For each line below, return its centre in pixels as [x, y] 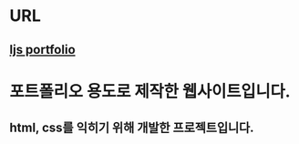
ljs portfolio [42, 50]
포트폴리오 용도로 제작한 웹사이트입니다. [150, 91]
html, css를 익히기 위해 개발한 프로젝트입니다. [132, 128]
